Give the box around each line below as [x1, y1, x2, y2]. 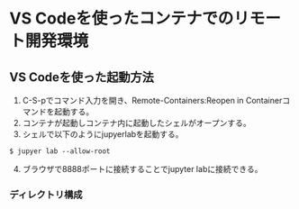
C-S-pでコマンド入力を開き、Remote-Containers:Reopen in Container [22, 95, 283, 105]
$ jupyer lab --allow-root [9, 147, 111, 156]
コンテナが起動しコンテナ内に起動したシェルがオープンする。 [22, 118, 251, 128]
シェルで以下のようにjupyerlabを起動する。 [22, 129, 184, 140]
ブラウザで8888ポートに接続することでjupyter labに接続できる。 [22, 164, 263, 174]
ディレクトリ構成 [9, 188, 83, 201]
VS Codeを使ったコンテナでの [9, 8, 234, 29]
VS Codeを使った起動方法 [9, 69, 155, 85]
